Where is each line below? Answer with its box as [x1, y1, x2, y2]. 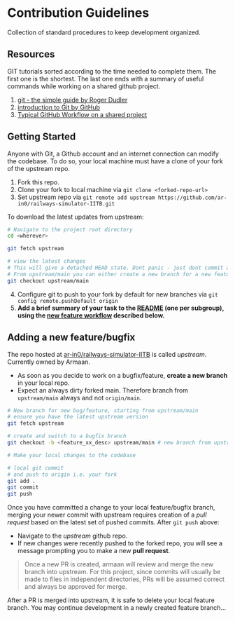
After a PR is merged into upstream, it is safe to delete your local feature [7, 596, 215, 604]
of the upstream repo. [7, 164, 70, 172]
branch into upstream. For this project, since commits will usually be [24, 568, 221, 576]
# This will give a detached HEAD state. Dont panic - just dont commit [7, 264, 224, 271]
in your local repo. [17, 379, 70, 387]
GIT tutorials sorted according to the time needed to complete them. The [7, 67, 217, 75]
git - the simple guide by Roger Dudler [17, 95, 128, 104]
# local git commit [7, 464, 64, 471]
